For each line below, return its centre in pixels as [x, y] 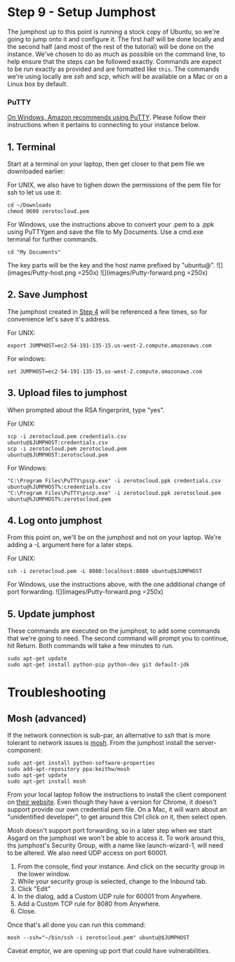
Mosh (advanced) [47, 718]
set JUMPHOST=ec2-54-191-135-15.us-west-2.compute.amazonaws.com [105, 371]
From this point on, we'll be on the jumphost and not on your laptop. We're [114, 537]
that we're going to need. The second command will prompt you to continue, [118, 638]
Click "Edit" [34, 889]
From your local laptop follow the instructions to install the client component [117, 795]
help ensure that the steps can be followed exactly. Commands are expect [115, 61]
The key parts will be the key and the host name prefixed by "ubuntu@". [111, 265]
